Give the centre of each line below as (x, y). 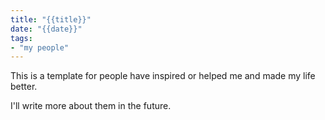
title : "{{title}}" (51, 19)
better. (24, 87)
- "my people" (40, 47)
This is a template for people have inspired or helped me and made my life (163, 76)
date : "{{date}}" (46, 29)
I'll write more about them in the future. (91, 106)
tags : (21, 38)
